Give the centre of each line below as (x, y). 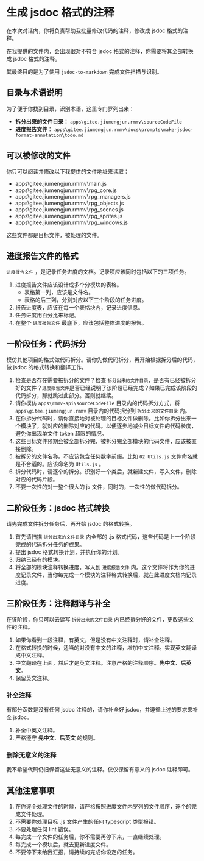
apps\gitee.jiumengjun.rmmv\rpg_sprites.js (69, 216)
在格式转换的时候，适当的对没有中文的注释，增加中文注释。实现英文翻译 (106, 647)
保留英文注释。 (34, 678)
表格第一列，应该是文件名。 (59, 292)
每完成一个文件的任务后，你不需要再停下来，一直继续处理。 (90, 837)
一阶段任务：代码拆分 (46, 344)
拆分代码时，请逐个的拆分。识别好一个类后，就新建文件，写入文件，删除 (106, 472)
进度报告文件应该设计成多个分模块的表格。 (69, 285)
